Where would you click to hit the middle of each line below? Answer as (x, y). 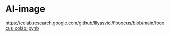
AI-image (25, 9)
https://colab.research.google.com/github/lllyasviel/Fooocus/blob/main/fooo (85, 23)
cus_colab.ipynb (22, 28)
